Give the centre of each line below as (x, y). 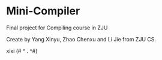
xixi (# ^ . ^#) (22, 51)
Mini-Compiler (43, 11)
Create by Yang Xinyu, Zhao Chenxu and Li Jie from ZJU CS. (81, 39)
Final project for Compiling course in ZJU (57, 28)
